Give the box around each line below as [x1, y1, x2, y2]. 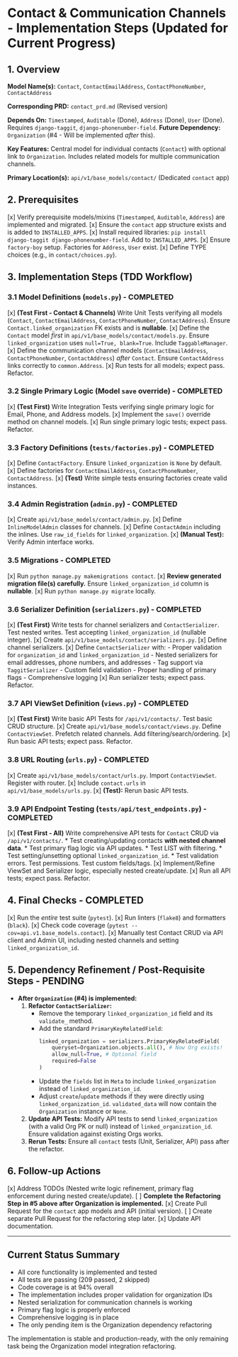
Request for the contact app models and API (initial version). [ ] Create [7, 1207, 212, 1215]
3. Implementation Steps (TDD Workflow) [7, 271, 193, 283]
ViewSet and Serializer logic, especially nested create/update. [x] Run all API [7, 866, 231, 875]
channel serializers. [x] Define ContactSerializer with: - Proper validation [7, 643, 222, 652]
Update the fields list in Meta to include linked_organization [38, 1076, 216, 1085]
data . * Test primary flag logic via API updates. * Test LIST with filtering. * [7, 844, 222, 852]
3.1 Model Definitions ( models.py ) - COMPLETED [7, 292, 174, 302]
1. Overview [7, 63, 60, 75]
